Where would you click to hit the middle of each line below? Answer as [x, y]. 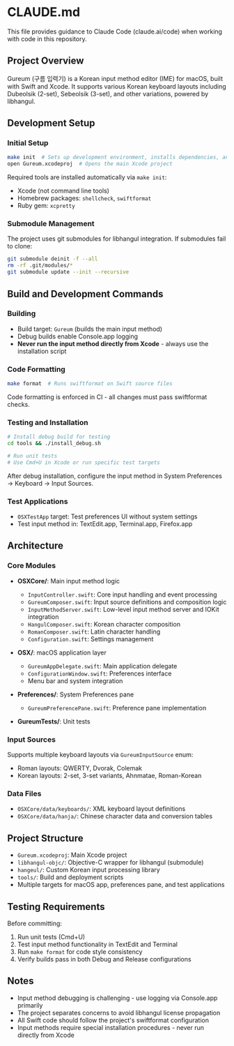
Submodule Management [51, 224]
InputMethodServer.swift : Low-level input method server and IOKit [123, 609]
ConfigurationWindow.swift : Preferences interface [100, 673]
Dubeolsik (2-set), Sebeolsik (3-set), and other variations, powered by [108, 94]
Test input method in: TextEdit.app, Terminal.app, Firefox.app [105, 524]
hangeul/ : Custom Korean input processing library [88, 870]
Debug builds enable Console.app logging [77, 336]
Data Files [24, 793]
